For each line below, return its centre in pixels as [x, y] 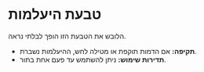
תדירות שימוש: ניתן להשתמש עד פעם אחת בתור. [93, 59]
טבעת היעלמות [55, 14]
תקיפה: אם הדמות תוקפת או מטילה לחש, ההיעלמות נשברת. [108, 51]
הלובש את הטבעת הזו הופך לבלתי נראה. [67, 36]
